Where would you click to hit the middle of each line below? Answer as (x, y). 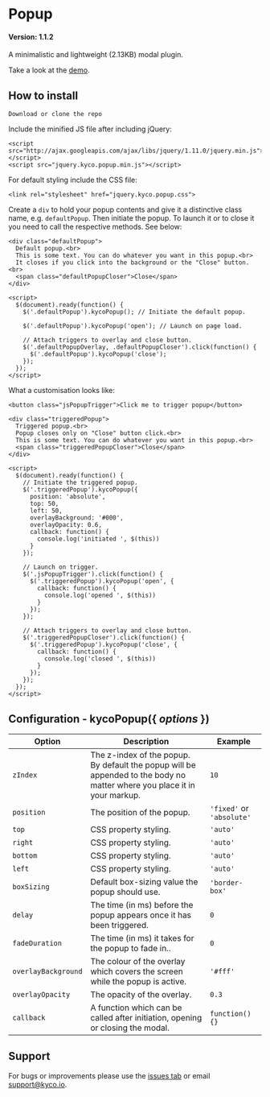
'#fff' (223, 972)
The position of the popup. (140, 813)
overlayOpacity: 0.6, (66, 525)
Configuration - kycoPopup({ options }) (109, 719)
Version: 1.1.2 (31, 36)
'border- (227, 883)
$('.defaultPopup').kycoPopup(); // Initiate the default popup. (135, 312)
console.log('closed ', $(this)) (100, 659)
